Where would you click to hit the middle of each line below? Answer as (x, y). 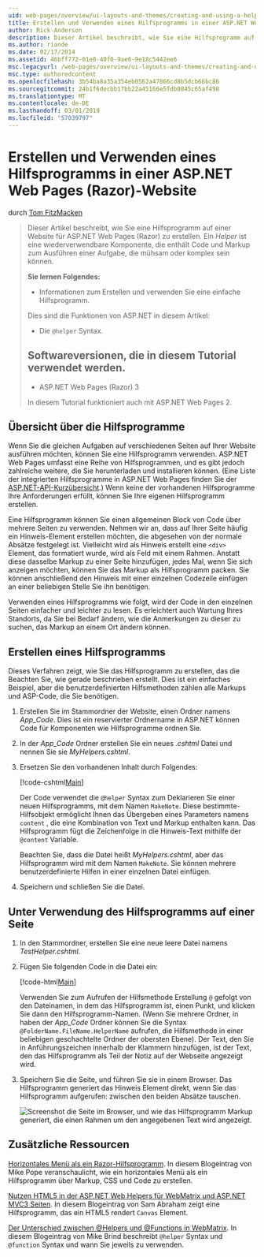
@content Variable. (49, 840)
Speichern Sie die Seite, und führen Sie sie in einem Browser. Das (126, 1080)
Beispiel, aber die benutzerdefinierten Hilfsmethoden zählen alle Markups (127, 688)
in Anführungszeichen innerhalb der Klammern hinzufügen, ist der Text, (136, 1048)
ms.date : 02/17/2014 (42, 52)
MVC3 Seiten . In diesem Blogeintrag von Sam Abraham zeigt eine (114, 1204)
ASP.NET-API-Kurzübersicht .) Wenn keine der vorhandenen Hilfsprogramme (132, 488)
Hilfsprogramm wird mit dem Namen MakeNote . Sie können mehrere (128, 863)
